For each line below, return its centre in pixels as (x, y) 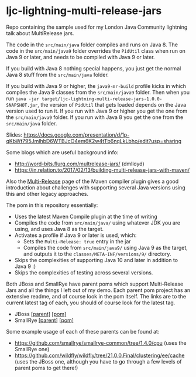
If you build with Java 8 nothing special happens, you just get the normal (94, 68)
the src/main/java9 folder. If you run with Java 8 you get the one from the (95, 117)
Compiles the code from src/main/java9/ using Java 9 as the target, (106, 247)
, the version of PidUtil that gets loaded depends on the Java (112, 104)
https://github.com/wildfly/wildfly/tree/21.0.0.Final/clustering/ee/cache (99, 355)
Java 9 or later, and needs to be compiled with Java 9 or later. (80, 57)
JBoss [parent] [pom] (40, 314)
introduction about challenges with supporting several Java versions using (96, 187)
